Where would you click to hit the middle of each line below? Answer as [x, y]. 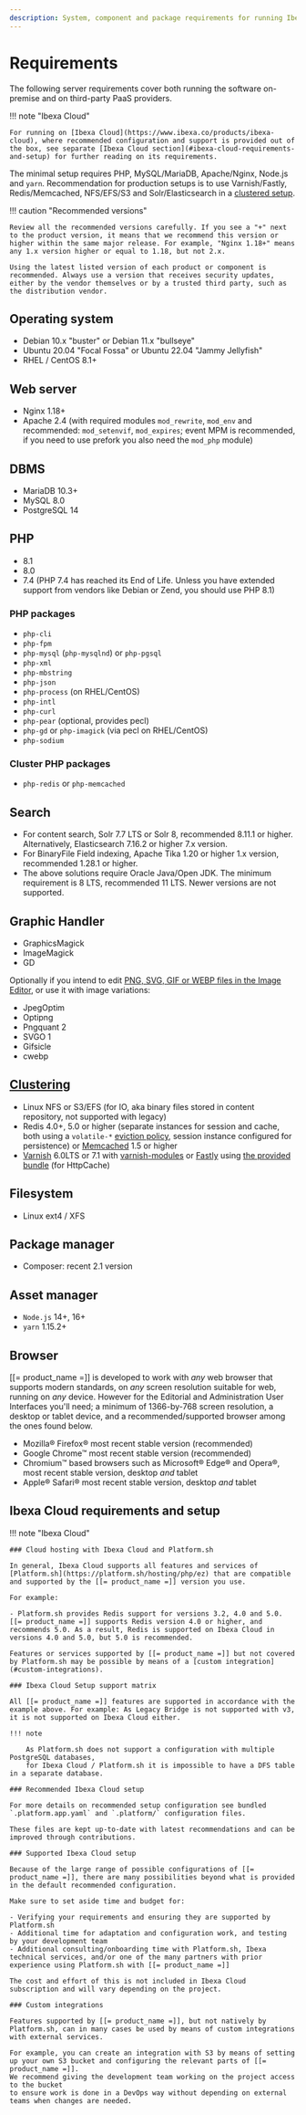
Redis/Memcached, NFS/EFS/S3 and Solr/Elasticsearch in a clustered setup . [153, 193]
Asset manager [54, 1295]
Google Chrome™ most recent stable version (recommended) [137, 1453]
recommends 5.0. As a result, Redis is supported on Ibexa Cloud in [142, 1629]
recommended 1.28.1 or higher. [80, 864]
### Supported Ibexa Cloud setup [73, 1853]
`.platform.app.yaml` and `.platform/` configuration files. [128, 1813]
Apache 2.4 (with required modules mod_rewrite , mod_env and [137, 421]
